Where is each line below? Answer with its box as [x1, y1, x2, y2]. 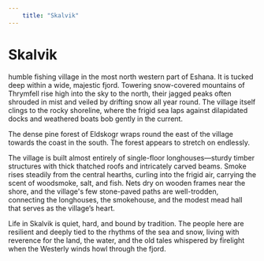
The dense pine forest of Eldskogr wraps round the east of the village [8, 129, 234, 138]
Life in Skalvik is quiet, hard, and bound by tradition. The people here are [8, 218, 244, 228]
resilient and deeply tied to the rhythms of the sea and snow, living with [8, 227, 240, 236]
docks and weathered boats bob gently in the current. [8, 114, 184, 123]
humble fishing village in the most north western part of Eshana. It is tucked [8, 72, 254, 81]
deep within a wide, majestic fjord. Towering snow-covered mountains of [8, 80, 246, 89]
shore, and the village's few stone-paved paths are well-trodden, [8, 187, 219, 196]
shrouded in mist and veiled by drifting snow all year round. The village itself [8, 96, 256, 107]
